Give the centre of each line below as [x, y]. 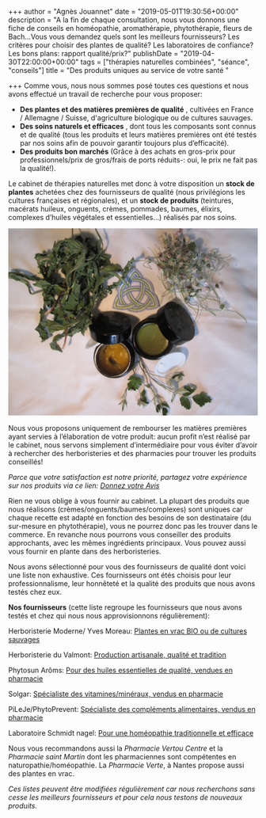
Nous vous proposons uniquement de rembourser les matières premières [127, 428]
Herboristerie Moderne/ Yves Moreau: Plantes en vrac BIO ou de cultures [128, 631]
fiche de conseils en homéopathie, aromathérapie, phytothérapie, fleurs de [130, 28]
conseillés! [26, 462]
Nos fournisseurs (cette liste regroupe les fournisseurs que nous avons [125, 607]
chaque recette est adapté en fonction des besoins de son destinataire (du [130, 517]
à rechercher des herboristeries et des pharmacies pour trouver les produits [132, 453]
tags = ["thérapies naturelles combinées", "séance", [165, 62]
